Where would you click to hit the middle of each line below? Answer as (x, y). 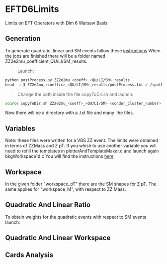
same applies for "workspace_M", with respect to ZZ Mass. (66, 189)
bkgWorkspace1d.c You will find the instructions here (59, 156)
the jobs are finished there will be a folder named (55, 56)
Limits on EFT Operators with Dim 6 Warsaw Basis (56, 23)
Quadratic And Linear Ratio (48, 205)
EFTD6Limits (32, 9)
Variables (20, 128)
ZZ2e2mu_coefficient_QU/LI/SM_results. (46, 61)
